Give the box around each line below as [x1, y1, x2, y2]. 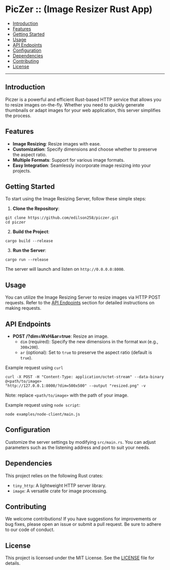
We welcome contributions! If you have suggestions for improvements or [5, 516, 157, 522]
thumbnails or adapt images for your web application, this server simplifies [5, 107, 161, 113]
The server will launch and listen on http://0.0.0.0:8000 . [5, 266, 125, 272]
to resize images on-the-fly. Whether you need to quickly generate [5, 101, 145, 108]
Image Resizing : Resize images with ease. [12, 140, 101, 147]
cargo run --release [5, 257, 49, 262]
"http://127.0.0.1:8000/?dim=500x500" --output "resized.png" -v [5, 383, 146, 388]
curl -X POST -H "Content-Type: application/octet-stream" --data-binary [5, 374, 164, 379]
